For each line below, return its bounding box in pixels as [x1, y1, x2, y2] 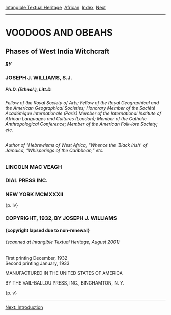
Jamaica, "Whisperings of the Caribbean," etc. [5, 147, 104, 154]
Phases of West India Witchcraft [5, 47, 110, 55]
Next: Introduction [5, 304, 43, 310]
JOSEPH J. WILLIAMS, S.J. [5, 74, 72, 81]
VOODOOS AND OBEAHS [5, 27, 113, 39]
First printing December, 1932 [5, 255, 68, 261]
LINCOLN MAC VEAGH [5, 163, 62, 170]
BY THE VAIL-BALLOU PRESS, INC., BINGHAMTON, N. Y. [5, 279, 125, 286]
